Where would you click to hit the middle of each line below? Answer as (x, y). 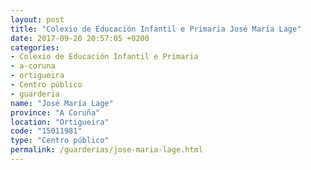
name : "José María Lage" (62, 103)
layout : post (37, 19)
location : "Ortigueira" (60, 122)
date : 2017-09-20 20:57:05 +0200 (80, 38)
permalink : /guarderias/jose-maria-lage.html (106, 150)
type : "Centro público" (60, 141)
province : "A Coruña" (55, 112)
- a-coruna (33, 66)
